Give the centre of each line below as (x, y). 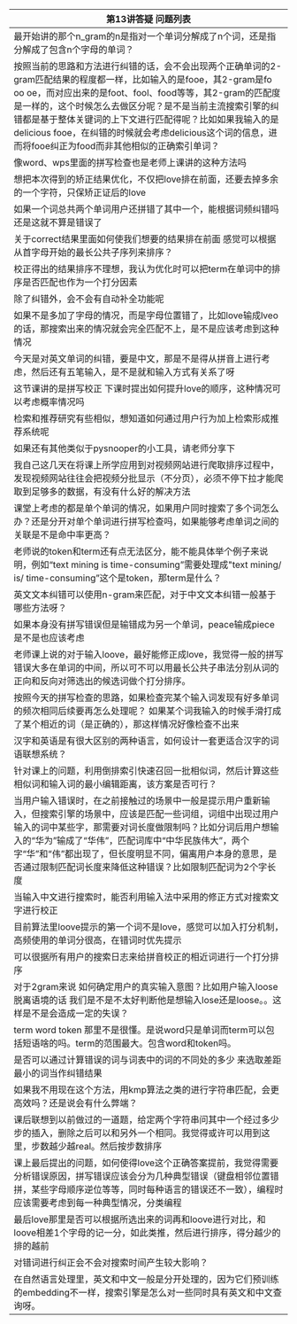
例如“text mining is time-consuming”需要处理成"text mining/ (156, 565)
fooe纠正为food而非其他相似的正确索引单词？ (126, 146)
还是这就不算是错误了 (58, 222)
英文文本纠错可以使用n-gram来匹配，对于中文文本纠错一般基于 (145, 595)
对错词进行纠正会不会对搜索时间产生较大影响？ (111, 1262)
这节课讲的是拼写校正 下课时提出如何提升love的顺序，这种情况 (143, 389)
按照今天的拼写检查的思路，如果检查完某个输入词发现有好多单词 (147, 697)
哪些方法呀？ (41, 608)
